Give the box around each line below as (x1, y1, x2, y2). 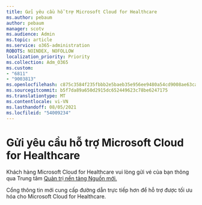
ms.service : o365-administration (6, 43, 90, 49)
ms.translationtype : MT (6, 93, 66, 99)
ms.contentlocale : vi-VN (6, 98, 69, 104)
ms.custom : (6, 65, 34, 71)
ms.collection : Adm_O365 (6, 59, 69, 65)
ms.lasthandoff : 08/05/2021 (6, 104, 77, 110)
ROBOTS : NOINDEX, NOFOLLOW (6, 48, 74, 54)
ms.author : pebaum (6, 14, 52, 20)
